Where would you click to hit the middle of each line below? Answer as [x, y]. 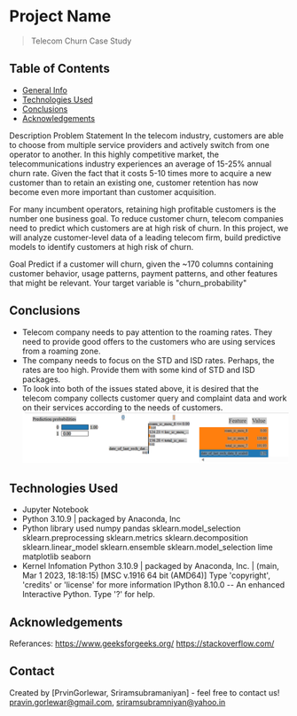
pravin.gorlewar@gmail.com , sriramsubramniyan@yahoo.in [117, 702]
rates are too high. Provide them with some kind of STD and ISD [138, 370]
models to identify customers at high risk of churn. [102, 246]
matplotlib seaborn [56, 556]
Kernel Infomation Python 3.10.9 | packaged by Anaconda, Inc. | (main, [150, 566]
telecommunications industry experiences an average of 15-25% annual [141, 163]
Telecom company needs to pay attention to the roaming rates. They [147, 332]
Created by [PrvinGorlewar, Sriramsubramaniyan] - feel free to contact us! [145, 692]
